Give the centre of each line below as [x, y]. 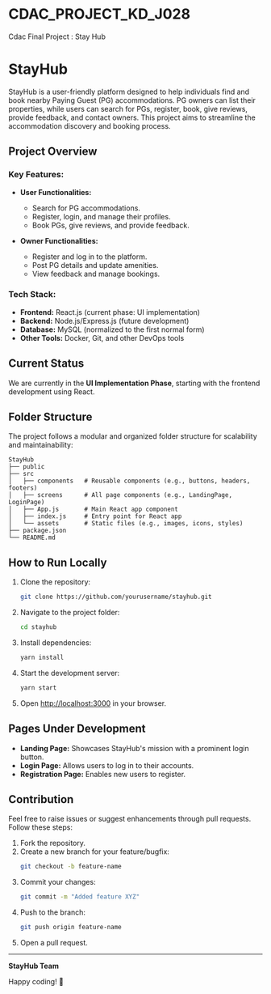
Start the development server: [70, 673]
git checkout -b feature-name [71, 867]
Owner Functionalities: [59, 240]
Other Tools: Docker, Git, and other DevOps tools [102, 338]
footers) [23, 488]
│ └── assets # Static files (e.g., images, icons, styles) [126, 524]
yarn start [38, 688]
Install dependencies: [56, 643]
